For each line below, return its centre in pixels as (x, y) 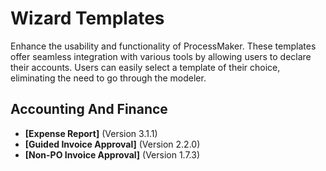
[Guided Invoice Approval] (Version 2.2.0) (112, 144)
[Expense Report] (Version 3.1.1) (91, 133)
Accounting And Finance (89, 109)
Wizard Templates (87, 18)
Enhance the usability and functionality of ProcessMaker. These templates (163, 46)
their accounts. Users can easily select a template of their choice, (145, 67)
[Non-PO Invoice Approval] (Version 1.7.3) (112, 154)
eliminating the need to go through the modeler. (108, 78)
